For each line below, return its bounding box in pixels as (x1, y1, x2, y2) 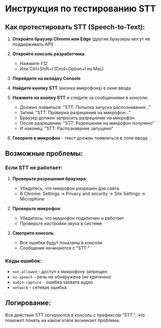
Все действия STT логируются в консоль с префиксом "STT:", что (5, 312, 145, 318)
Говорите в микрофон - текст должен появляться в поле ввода (12, 135, 148, 141)
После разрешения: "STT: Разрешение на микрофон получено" (19, 120, 155, 126)
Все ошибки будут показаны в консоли (19, 240, 103, 246)
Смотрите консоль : (12, 230, 55, 236)
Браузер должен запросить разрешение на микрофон (19, 115, 135, 121)
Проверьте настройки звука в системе (19, 220, 103, 226)
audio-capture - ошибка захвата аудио (12, 279, 93, 285)
